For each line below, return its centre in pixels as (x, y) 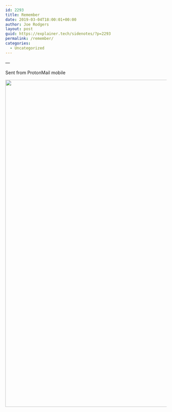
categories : (18, 43)
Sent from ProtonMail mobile (35, 73)
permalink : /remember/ (29, 39)
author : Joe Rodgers (27, 24)
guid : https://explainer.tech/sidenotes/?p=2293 (58, 34)
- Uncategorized (27, 48)
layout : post (19, 29)
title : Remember (23, 15)
